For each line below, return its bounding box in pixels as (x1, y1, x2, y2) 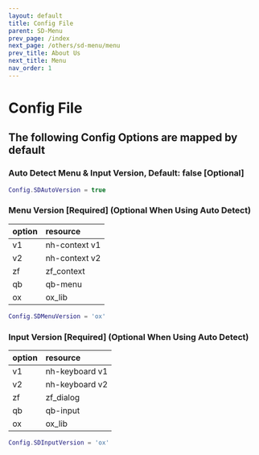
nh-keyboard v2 (45, 378, 109, 390)
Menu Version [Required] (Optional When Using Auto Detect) (8, 205, 252, 216)
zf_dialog (45, 391, 80, 403)
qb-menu (45, 279, 83, 290)
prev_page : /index (8, 34, 70, 43)
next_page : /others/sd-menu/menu (8, 42, 121, 50)
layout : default (8, 11, 63, 20)
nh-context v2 (45, 252, 101, 263)
